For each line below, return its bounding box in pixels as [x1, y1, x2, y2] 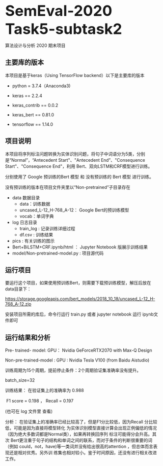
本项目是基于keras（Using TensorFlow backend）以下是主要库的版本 [5, 72, 145, 78]
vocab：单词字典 [19, 213, 54, 219]
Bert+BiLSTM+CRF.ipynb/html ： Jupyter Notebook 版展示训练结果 [12, 244, 148, 250]
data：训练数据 [19, 201, 51, 207]
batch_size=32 [5, 377, 35, 383]
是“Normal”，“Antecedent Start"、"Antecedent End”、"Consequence [5, 157, 145, 163]
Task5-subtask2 [5, 19, 123, 38]
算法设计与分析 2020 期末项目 [5, 42, 66, 48]
